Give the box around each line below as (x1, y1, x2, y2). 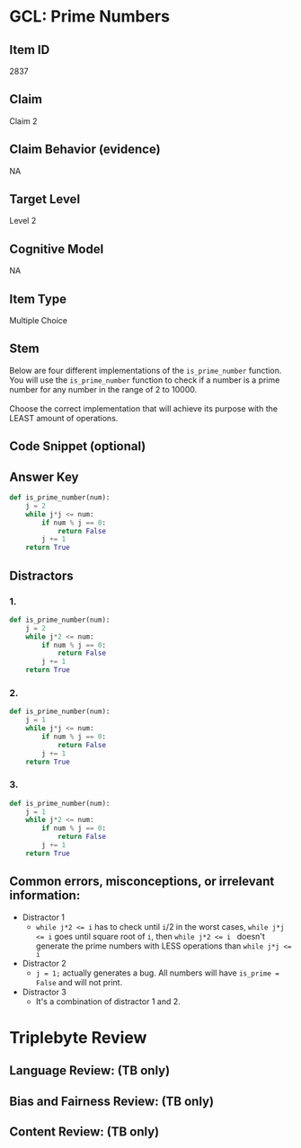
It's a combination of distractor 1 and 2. (35, 995, 181, 1007)
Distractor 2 (22, 958, 66, 968)
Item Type (9, 291, 67, 306)
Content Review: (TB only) (9, 1125, 160, 1140)
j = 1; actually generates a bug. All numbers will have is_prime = (35, 967, 280, 978)
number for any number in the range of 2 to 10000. (9, 384, 198, 394)
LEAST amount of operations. (9, 412, 119, 423)
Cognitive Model (9, 241, 104, 257)
